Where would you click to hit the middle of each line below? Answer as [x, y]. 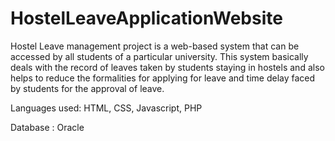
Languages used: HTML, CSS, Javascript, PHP [106, 108]
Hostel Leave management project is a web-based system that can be [155, 46]
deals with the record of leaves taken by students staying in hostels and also [167, 67]
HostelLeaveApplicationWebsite [146, 18]
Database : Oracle [47, 127]
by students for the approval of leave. [87, 88]
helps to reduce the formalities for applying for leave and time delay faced [163, 78]
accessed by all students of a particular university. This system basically [159, 56]
